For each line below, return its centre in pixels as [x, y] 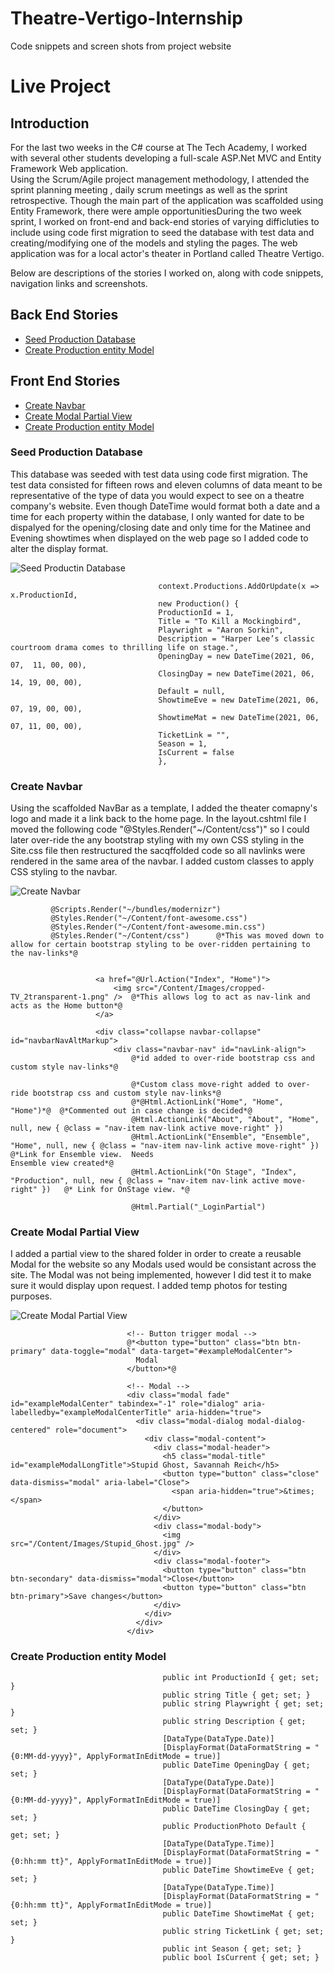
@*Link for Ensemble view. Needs [82, 1155]
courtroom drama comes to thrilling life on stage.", [125, 647]
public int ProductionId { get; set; [241, 1677]
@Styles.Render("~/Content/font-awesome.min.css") [158, 927]
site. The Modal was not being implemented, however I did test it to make [161, 1275]
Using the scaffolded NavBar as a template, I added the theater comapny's [164, 808]
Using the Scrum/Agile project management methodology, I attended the [160, 179]
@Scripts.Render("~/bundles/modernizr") [136, 910]
